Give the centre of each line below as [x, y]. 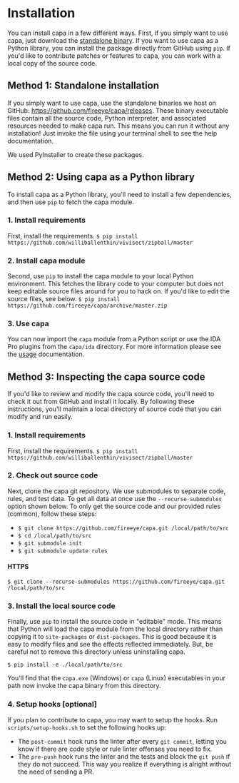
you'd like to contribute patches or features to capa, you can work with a [114, 56]
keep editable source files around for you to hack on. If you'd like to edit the [118, 291]
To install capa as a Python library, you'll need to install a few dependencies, [119, 194]
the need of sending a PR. [56, 772]
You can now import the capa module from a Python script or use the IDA [114, 339]
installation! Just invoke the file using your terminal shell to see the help [112, 133]
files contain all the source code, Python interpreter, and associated [107, 118]
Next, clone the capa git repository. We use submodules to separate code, [117, 491]
